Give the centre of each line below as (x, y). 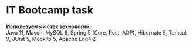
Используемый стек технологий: (49, 26)
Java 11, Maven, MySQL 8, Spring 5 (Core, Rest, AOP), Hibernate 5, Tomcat (97, 32)
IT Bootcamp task (50, 10)
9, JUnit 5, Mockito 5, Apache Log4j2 (51, 39)
